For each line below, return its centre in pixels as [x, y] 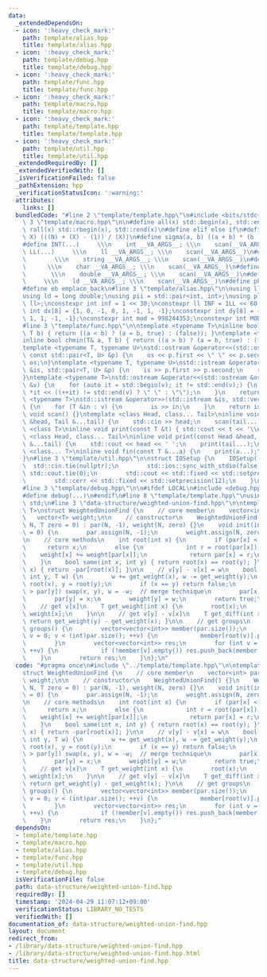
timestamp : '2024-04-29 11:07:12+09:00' [83, 902]
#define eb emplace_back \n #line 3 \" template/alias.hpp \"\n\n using [136, 289]
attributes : [35, 200]
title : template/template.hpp [73, 133]
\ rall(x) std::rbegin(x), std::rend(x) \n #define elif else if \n [133, 230]
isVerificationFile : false [60, 880]
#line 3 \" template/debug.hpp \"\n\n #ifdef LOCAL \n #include [122, 488]
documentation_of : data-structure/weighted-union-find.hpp [108, 924]
